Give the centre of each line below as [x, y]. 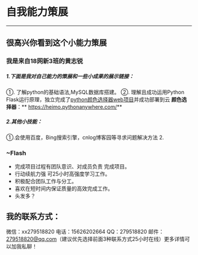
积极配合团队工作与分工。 [46, 181]
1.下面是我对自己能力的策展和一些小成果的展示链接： [70, 76]
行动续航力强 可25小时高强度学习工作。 [62, 174]
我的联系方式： [33, 216]
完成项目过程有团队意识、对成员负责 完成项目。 [72, 167]
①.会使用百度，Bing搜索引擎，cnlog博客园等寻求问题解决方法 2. [85, 138]
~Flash [16, 153]
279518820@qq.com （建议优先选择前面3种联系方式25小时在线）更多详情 [95, 239]
